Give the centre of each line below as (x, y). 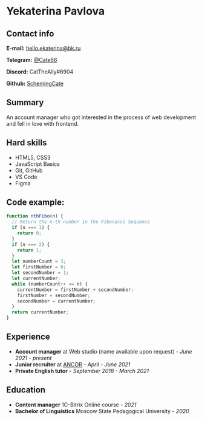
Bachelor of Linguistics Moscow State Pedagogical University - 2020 (102, 411)
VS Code (26, 177)
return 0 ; (30, 233)
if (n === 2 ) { (31, 244)
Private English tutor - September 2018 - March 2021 (82, 371)
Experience (28, 337)
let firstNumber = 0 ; (39, 267)
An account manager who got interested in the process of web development (101, 117)
